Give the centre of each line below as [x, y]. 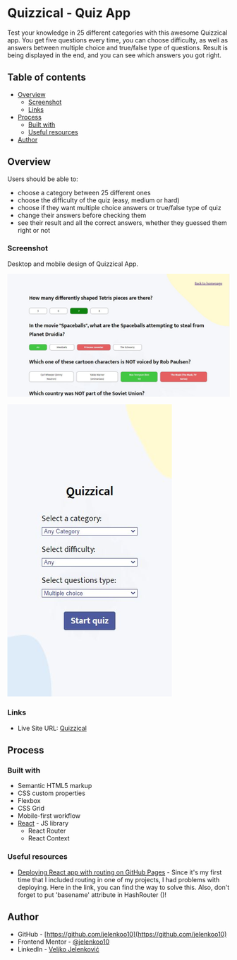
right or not [34, 230]
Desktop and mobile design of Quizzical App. [73, 264]
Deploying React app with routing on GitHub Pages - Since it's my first [120, 872]
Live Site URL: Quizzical [52, 728]
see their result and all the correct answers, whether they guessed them [122, 222]
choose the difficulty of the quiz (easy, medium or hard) [98, 200]
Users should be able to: [43, 179]
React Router [47, 831]
